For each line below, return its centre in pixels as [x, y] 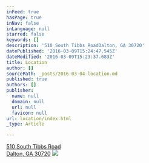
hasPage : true [24, 18]
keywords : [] [23, 40]
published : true [27, 79]
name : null [25, 96]
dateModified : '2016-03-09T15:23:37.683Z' [61, 57]
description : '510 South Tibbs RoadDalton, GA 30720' [76, 46]
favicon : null [29, 113]
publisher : [20, 91]
